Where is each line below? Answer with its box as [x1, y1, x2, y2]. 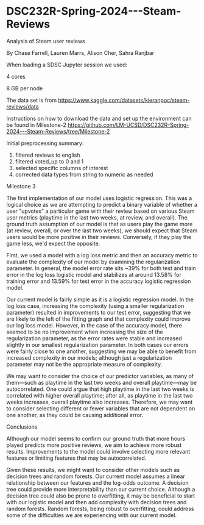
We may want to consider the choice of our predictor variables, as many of [6, 372, 194, 379]
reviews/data [6, 102, 39, 110]
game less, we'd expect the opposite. [6, 240, 100, 247]
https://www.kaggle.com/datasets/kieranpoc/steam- [57, 96, 190, 104]
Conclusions [6, 423, 38, 430]
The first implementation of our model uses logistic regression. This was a [6, 194, 192, 202]
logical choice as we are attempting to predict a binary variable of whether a [6, 201, 198, 208]
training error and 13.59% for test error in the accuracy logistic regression [6, 277, 191, 285]
